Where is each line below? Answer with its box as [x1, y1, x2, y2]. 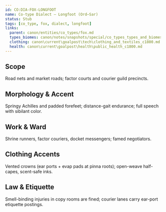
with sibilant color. [5, 108, 42, 114]
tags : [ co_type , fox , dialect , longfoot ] [5, 21, 92, 26]
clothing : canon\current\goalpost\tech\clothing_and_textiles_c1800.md [9, 40, 161, 45]
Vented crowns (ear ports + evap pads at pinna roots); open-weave [5, 163, 142, 169]
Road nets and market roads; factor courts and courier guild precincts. [5, 75, 149, 82]
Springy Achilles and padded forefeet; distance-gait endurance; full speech [5, 103, 159, 109]
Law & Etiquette [5, 183, 54, 191]
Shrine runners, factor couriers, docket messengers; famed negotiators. [5, 136, 152, 142]
